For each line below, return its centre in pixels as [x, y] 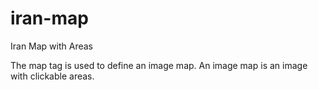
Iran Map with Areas [52, 46]
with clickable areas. [52, 76]
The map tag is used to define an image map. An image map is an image [159, 65]
